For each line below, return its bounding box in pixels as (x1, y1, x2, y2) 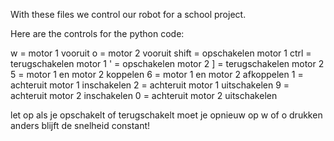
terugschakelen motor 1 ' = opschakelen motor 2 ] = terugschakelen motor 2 (10, 58, 325, 69)
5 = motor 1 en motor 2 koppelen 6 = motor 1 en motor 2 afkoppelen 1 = (10, 69, 304, 80)
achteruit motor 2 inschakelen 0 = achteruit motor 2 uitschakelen (10, 90, 278, 101)
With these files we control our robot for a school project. (10, 9, 247, 20)
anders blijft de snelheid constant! (10, 120, 151, 131)
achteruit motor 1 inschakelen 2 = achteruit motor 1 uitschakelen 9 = (10, 79, 290, 91)
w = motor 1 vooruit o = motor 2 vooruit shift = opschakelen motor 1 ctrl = (10, 47, 312, 59)
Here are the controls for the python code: (10, 28, 185, 39)
